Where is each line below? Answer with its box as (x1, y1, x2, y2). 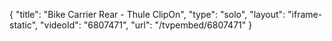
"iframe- (287, 9, 323, 20)
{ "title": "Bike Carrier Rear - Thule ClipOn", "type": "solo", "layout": (9, 9, 286, 20)
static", (9, 19, 39, 31)
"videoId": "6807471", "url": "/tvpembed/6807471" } (40, 19, 253, 31)
